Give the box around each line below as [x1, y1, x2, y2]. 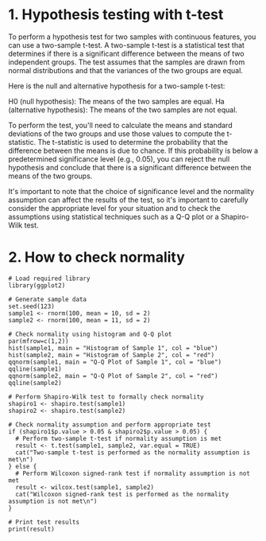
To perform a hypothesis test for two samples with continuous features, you [8, 32, 256, 41]
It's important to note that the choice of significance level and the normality [8, 186, 255, 196]
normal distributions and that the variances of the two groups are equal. [8, 65, 244, 75]
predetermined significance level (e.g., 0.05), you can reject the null [8, 154, 230, 164]
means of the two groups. [8, 171, 93, 181]
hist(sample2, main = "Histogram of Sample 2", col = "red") [8, 351, 215, 359]
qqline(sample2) [8, 379, 62, 387]
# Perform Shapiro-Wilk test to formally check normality [8, 392, 204, 401]
